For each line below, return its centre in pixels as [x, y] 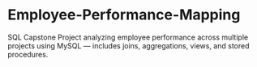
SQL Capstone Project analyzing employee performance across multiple [128, 37]
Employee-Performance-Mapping [124, 15]
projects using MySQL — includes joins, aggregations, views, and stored [128, 45]
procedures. [28, 54]
